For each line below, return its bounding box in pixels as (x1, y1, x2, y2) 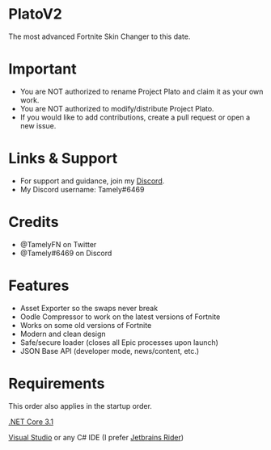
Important (8, 60, 77, 78)
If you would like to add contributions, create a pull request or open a (19, 112, 251, 122)
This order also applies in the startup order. (8, 401, 152, 410)
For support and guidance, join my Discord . (19, 175, 165, 186)
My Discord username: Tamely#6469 (19, 184, 145, 194)
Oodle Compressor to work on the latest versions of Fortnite (19, 312, 221, 322)
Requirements (8, 374, 105, 393)
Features (8, 276, 70, 295)
